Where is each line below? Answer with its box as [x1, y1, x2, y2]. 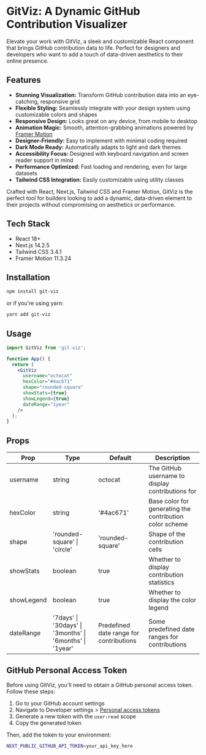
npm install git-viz [6, 288, 59, 295]
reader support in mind [15, 156, 74, 164]
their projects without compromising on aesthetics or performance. [6, 201, 176, 208]
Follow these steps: [6, 688, 55, 695]
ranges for [148, 633, 179, 642]
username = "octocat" [22, 373, 72, 379]
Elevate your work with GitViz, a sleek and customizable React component [6, 37, 194, 45]
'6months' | [53, 637, 86, 645]
